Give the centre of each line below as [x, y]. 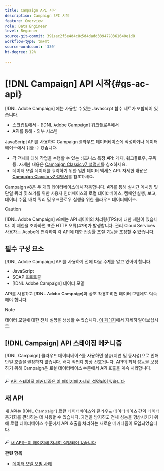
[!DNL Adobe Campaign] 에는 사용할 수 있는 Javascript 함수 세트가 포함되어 [79, 109]
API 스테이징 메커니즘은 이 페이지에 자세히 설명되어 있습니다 [68, 382]
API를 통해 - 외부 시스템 [35, 131]
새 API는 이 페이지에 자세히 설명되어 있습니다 [53, 442]
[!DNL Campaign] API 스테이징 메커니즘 [64, 343]
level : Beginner [22, 31]
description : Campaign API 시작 [37, 15]
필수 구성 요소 [25, 249]
